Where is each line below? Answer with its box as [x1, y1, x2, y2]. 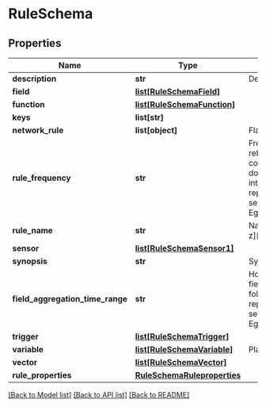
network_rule [12, 125, 64, 136]
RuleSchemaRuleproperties [135, 370, 241, 381]
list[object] [135, 125, 178, 136]
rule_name [12, 225, 53, 236]
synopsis [12, 255, 47, 267]
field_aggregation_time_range [12, 294, 128, 304]
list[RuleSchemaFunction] [135, 99, 236, 109]
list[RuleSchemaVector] [135, 357, 227, 367]
